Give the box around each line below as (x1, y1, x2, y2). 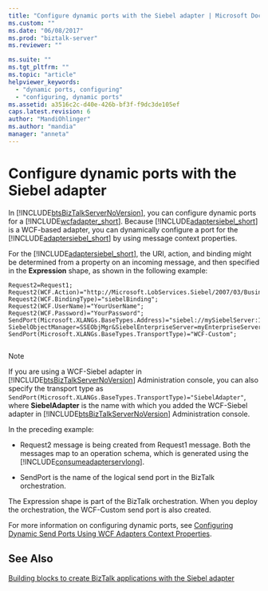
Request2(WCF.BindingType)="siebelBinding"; (8, 295, 159, 303)
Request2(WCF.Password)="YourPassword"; (8, 309, 145, 317)
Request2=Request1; (8, 281, 73, 289)
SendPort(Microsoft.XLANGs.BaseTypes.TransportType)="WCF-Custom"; (8, 330, 238, 338)
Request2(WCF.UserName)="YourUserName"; (8, 302, 145, 310)
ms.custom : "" (8, 19, 56, 27)
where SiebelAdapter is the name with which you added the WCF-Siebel (8, 400, 248, 410)
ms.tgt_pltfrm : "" (8, 63, 69, 72)
